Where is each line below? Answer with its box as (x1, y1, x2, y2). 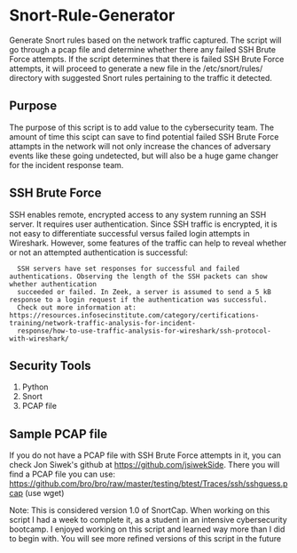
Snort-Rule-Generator (9, 5, 176, 26)
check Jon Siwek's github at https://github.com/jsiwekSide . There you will (9, 460, 280, 470)
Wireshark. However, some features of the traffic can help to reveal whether (9, 237, 287, 248)
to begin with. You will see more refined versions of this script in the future (9, 533, 282, 544)
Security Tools (9, 357, 91, 373)
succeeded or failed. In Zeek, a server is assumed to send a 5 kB (17, 287, 272, 296)
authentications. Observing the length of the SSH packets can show (9, 272, 268, 281)
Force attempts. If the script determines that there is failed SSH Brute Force (9, 53, 285, 64)
